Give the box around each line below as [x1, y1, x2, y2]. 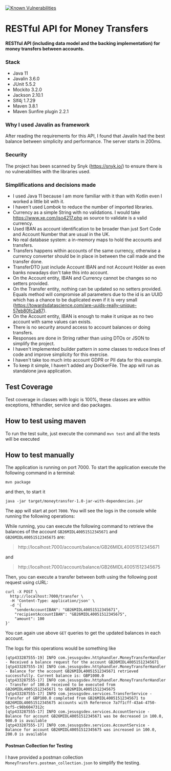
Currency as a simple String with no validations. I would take [12, 209, 140, 216]
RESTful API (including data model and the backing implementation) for [5, 40, 160, 46]
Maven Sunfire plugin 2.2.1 [12, 109, 69, 115]
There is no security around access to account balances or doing [12, 324, 151, 330]
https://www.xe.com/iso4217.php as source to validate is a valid [12, 214, 147, 221]
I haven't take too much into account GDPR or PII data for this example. [12, 356, 163, 363]
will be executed [5, 436, 40, 442]
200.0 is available [5, 732, 47, 737]
